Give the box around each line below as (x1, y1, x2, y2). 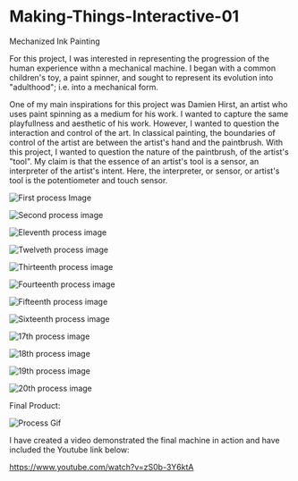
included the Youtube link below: (9, 444, 130, 455)
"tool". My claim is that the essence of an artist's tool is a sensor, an (9, 156, 260, 166)
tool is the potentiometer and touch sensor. (9, 174, 168, 185)
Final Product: (9, 400, 61, 410)
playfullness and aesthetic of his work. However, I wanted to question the (9, 118, 280, 129)
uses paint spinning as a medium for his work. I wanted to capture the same (9, 108, 289, 119)
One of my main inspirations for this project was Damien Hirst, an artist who (9, 98, 288, 109)
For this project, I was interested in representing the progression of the (9, 53, 270, 63)
